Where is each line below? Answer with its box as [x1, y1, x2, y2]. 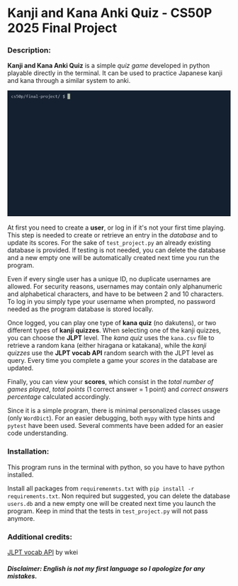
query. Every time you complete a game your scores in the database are [7, 356, 217, 365]
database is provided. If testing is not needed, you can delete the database [7, 246, 226, 254]
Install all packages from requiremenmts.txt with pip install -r [7, 484, 195, 492]
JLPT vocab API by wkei [7, 548, 79, 556]
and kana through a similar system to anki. [7, 77, 131, 85]
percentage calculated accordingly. [7, 393, 111, 401]
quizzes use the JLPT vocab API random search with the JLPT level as [7, 349, 214, 357]
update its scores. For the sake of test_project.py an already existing [7, 239, 211, 247]
